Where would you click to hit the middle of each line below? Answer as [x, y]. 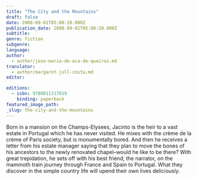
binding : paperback [41, 99]
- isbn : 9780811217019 [39, 94]
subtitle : [18, 34]
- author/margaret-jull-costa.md [52, 72]
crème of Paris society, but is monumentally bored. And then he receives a [97, 139]
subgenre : [18, 45]
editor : [16, 77]
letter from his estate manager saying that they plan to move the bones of [95, 146]
